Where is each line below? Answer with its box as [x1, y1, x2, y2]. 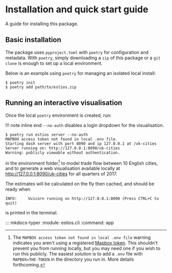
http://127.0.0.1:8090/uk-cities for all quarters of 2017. [5, 171, 118, 177]
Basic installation [5, 35, 61, 44]
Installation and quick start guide [5, 4, 148, 15]
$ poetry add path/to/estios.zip [5, 84, 77, 89]
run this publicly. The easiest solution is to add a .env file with [12, 251, 143, 257]
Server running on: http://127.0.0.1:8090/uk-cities [5, 145, 120, 151]
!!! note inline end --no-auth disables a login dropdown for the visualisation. [5, 122, 164, 128]
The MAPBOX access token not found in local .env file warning [12, 234, 151, 241]
